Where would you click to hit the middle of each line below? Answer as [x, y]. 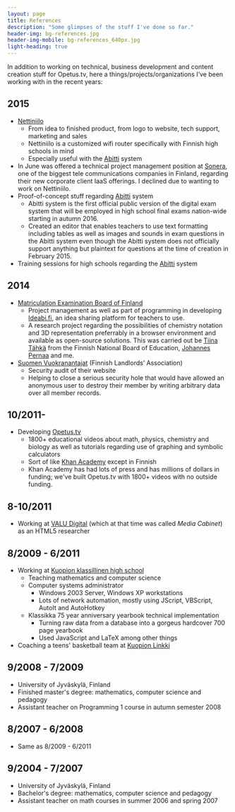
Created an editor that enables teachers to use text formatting [118, 226]
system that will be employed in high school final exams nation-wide [127, 211]
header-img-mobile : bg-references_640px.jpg [74, 40]
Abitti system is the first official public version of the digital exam [122, 203]
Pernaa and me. [51, 355]
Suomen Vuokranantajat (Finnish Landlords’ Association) [100, 363]
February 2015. [50, 256]
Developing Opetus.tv [49, 432]
